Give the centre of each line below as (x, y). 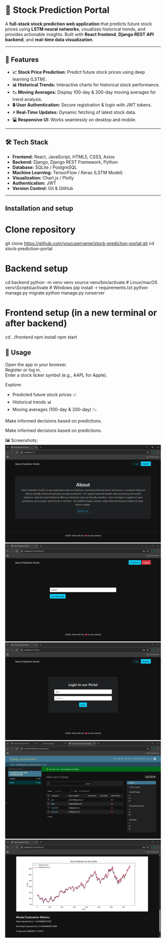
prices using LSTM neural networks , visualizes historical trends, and (75, 29)
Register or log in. (23, 370)
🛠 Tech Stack (27, 142)
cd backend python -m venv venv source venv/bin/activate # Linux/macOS (81, 282)
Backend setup (37, 269)
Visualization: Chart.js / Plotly (43, 178)
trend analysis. (27, 99)
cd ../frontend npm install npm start (41, 337)
